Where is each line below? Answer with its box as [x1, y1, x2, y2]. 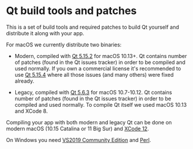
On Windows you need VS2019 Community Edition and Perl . [6, 136, 151, 143]
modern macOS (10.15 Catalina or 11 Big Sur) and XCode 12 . [6, 125, 150, 132]
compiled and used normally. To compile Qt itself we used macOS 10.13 [14, 101, 187, 108]
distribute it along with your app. [6, 29, 84, 36]
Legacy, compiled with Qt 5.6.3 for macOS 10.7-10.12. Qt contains [14, 89, 172, 96]
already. [14, 77, 35, 84]
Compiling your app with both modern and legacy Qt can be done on [6, 118, 172, 126]
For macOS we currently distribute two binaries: [6, 41, 122, 48]
